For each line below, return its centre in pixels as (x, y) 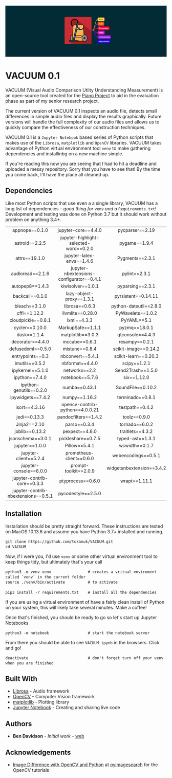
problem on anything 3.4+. (33, 220)
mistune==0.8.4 (80, 349)
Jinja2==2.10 (30, 424)
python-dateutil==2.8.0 (136, 306)
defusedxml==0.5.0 (30, 349)
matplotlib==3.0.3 (80, 334)
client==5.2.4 (30, 458)
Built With (21, 679)
